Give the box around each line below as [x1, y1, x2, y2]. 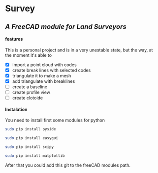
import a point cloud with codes [12, 62, 77, 68]
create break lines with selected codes [12, 67, 91, 73]
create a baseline [12, 84, 48, 90]
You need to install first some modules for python [5, 117, 105, 123]
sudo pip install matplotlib [5, 153, 65, 158]
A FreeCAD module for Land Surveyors [5, 23, 126, 31]
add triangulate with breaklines [12, 78, 75, 84]
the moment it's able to [5, 52, 52, 58]
